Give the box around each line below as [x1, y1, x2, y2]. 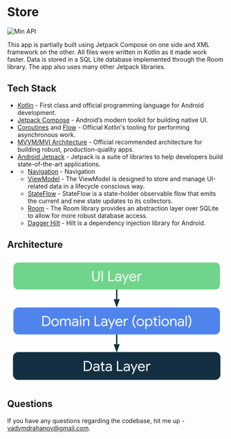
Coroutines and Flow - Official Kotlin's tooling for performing [17, 123, 190, 132]
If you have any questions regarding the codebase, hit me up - [7, 416, 185, 424]
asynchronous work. [17, 130, 76, 138]
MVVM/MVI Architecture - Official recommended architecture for [17, 138, 203, 146]
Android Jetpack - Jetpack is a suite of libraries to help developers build [17, 152, 223, 161]
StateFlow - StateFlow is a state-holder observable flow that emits [27, 189, 216, 197]
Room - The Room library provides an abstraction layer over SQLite [27, 204, 219, 212]
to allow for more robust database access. [27, 211, 148, 219]
